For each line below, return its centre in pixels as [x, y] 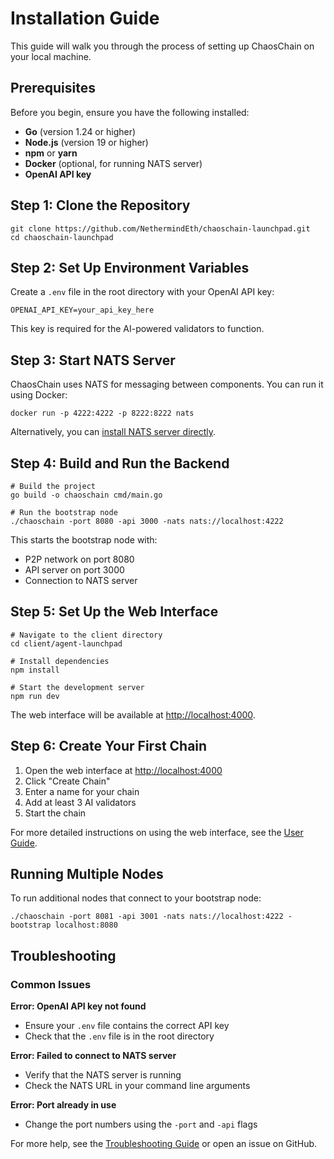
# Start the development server [77, 687]
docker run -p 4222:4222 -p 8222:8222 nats [102, 413]
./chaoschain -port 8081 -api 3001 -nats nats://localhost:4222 [147, 917]
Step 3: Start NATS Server [93, 360]
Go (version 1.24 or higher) [80, 131]
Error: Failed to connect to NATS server [93, 1056]
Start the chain [55, 813]
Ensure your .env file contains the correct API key [127, 1026]
